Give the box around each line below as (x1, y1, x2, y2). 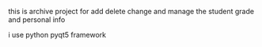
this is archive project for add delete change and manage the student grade (8, 7, 255, 16)
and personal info (8, 15, 66, 24)
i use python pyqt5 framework (8, 31, 107, 39)
